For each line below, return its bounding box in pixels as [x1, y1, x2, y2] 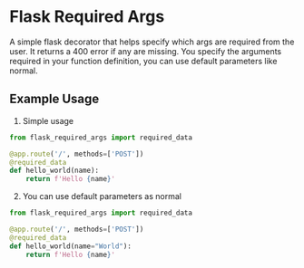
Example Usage [9, 91, 100, 107]
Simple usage [22, 115, 74, 126]
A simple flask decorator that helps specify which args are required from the [9, 36, 295, 47]
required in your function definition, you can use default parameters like [9, 55, 278, 66]
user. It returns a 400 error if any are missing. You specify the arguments [9, 45, 282, 56]
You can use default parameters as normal [22, 191, 181, 202]
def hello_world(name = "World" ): [9, 242, 132, 251]
